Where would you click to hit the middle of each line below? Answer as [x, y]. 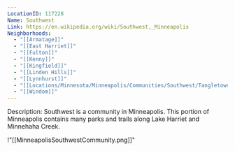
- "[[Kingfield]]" [41, 66]
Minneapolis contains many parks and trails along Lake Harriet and [104, 119]
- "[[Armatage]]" [39, 40]
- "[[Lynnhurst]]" [41, 79]
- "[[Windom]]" [36, 92]
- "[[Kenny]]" [34, 59]
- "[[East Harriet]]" [45, 46]
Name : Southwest [31, 20]
